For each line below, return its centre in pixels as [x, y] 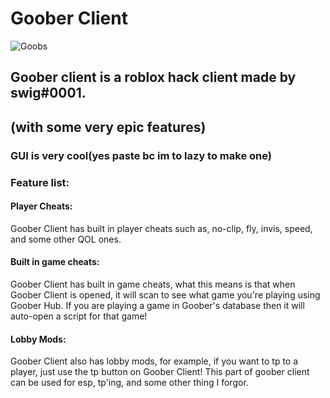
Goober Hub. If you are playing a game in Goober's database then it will [157, 305]
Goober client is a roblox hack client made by [153, 77]
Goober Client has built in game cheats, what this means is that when [153, 284]
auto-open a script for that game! [79, 316]
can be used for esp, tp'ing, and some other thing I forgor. [129, 383]
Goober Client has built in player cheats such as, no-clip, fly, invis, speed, [161, 228]
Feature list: [40, 182]
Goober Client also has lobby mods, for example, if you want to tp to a [154, 361]
